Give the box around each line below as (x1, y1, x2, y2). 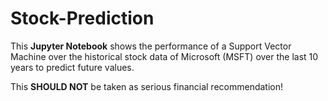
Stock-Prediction (10, 7, 155, 30)
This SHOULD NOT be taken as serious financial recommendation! (10, 80, 284, 92)
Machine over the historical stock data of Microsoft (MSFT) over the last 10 (10, 50, 319, 62)
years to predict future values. (10, 61, 135, 73)
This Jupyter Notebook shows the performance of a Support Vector (10, 40, 292, 52)
